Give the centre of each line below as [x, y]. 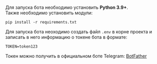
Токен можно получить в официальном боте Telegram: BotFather [76, 56]
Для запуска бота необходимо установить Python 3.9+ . [67, 7]
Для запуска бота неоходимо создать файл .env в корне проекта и [79, 32]
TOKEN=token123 [22, 47]
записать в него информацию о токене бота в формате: [66, 37]
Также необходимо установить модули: [49, 13]
